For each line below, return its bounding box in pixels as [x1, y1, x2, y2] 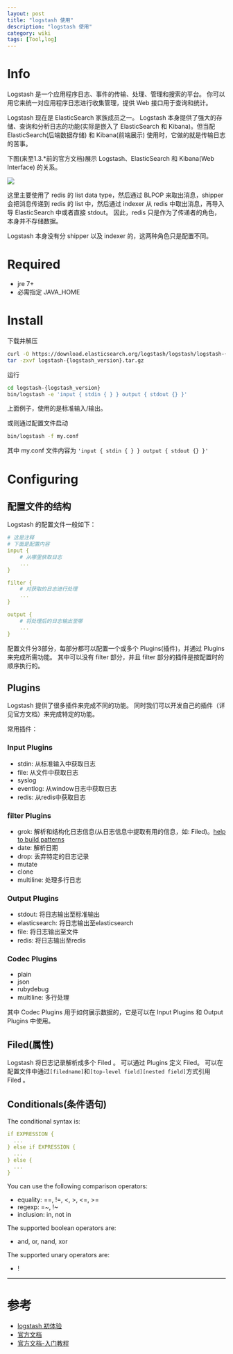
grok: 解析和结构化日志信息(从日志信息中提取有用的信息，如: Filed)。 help [17, 827, 226, 835]
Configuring [7, 471, 78, 487]
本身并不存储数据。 [7, 217, 62, 226]
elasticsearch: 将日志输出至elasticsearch [17, 919, 134, 927]
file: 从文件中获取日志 [17, 768, 78, 776]
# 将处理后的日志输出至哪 [19, 617, 83, 624]
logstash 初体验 [17, 1322, 62, 1330]
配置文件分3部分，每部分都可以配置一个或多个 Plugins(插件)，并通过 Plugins [7, 644, 225, 652]
